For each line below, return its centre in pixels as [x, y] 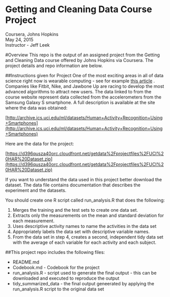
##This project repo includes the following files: [55, 252]
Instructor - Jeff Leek [27, 45]
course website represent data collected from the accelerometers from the [83, 97]
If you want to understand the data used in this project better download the [84, 179]
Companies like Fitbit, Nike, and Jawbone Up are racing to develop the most [85, 86]
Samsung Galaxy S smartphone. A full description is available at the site [80, 102]
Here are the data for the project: [40, 144]
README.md [26, 262]
